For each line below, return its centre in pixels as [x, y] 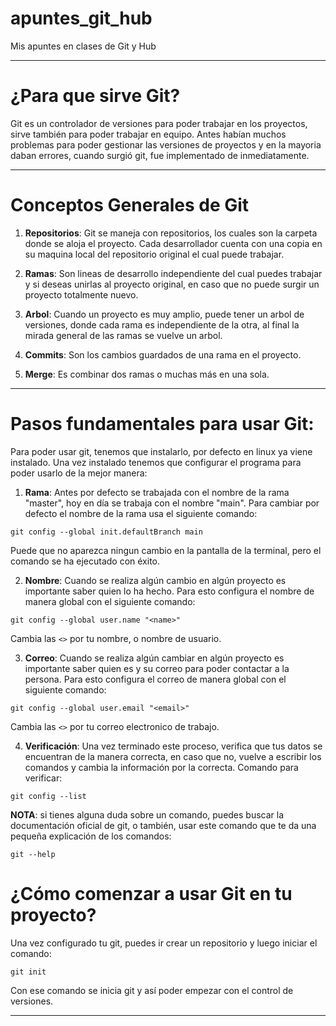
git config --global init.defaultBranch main [106, 532]
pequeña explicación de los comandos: [91, 836]
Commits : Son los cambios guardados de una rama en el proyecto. [163, 354]
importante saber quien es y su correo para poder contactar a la [157, 668]
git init [28, 972]
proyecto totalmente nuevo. [81, 294]
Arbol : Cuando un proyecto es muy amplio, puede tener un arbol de [164, 314]
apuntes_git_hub [81, 18]
